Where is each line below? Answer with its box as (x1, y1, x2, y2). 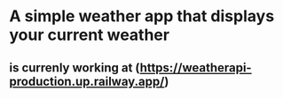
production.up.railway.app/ (9, 73, 165, 89)
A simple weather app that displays (9, 6, 275, 26)
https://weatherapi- (139, 60, 252, 75)
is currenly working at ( (9, 60, 140, 75)
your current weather (9, 25, 170, 45)
